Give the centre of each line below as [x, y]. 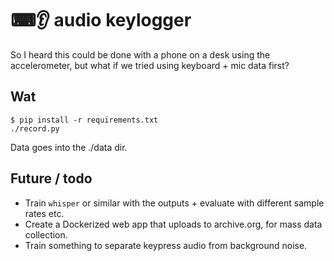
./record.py [35, 128]
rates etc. [44, 213]
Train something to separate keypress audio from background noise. [166, 245]
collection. [46, 234]
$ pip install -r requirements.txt [84, 120]
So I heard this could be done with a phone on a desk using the [140, 54]
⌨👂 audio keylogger [101, 20]
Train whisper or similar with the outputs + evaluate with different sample [174, 203]
